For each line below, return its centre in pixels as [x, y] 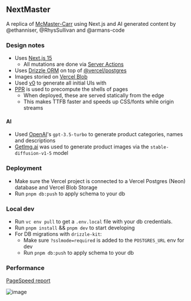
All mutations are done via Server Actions [73, 65]
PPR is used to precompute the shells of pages [71, 89]
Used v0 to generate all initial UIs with [61, 83]
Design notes [26, 45]
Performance [26, 268]
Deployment [24, 168]
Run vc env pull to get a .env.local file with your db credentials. [93, 221]
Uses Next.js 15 [33, 58]
